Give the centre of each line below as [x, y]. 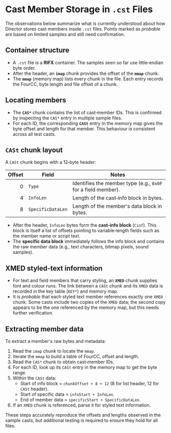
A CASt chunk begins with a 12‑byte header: [51, 162]
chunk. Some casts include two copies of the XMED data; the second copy [89, 302]
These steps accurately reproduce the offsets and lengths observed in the [83, 415]
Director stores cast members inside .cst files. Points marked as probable [83, 28]
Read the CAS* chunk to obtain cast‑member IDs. [63, 362]
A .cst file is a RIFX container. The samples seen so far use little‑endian [88, 63]
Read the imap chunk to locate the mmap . [54, 351]
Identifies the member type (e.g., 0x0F [118, 183]
